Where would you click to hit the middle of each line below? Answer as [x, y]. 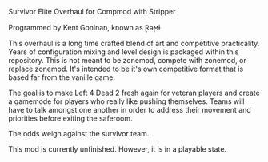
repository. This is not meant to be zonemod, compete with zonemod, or [127, 60]
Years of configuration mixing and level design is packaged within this [124, 52]
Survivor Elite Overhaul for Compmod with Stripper [92, 12]
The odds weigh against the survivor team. [79, 134]
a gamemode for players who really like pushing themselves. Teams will [126, 101]
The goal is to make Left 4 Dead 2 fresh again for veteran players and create [134, 93]
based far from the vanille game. [62, 77]
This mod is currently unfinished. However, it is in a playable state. [117, 149]
